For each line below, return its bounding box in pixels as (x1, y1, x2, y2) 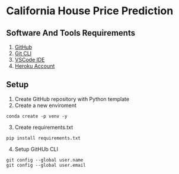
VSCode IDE (14, 56, 46, 63)
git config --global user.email (6, 162, 86, 168)
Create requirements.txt (14, 124, 73, 131)
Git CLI (14, 50, 32, 57)
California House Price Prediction (6, 4, 174, 18)
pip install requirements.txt (6, 135, 81, 141)
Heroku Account (14, 62, 55, 69)
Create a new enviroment (14, 102, 77, 109)
